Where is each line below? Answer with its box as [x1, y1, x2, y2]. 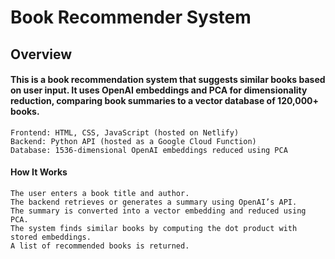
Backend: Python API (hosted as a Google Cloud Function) [10, 136, 257, 146]
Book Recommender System [10, 6, 252, 29]
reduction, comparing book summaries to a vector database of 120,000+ [10, 95, 320, 107]
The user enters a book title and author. [10, 188, 190, 198]
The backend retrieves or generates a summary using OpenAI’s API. [10, 197, 298, 207]
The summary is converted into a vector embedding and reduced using [10, 206, 307, 216]
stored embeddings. [10, 232, 92, 242]
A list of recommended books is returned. [10, 241, 190, 251]
